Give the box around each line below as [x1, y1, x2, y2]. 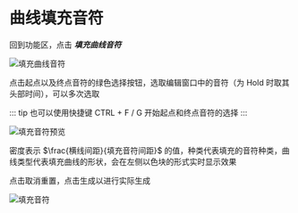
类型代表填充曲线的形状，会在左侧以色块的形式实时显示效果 [16, 156, 237, 167]
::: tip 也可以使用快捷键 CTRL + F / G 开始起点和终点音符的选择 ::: [9, 107, 248, 118]
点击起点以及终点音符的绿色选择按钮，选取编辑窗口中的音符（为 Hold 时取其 [9, 77, 290, 87]
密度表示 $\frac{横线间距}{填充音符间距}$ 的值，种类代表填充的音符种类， [9, 144, 283, 156]
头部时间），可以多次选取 [9, 88, 100, 99]
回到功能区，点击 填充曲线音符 [9, 39, 122, 50]
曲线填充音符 [9, 8, 105, 29]
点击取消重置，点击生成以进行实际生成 [9, 175, 150, 185]
